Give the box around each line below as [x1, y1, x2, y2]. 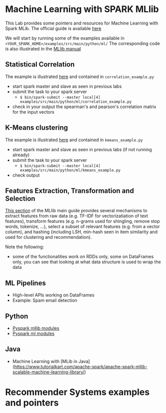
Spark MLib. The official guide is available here [5, 25, 102, 31]
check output [12, 172, 40, 178]
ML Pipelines [5, 279, 46, 287]
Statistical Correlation [5, 60, 75, 69]
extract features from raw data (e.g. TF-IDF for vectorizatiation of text [5, 213, 149, 219]
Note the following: [5, 244, 44, 250]
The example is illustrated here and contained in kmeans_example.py [5, 137, 143, 143]
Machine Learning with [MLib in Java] [12, 358, 90, 364]
